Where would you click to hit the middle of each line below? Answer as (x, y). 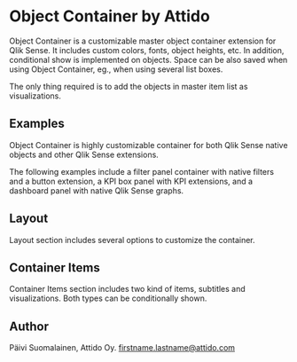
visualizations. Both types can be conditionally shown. (108, 298)
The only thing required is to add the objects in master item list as (129, 86)
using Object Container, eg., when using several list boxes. (116, 69)
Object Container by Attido (109, 16)
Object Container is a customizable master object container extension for (143, 41)
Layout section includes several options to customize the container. (132, 240)
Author (29, 326)
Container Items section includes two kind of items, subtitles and (127, 289)
